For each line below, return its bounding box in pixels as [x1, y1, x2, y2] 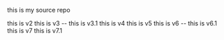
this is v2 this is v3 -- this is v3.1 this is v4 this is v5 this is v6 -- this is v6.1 [7, 19, 218, 27]
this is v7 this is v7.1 [7, 27, 62, 34]
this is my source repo [7, 6, 71, 14]
